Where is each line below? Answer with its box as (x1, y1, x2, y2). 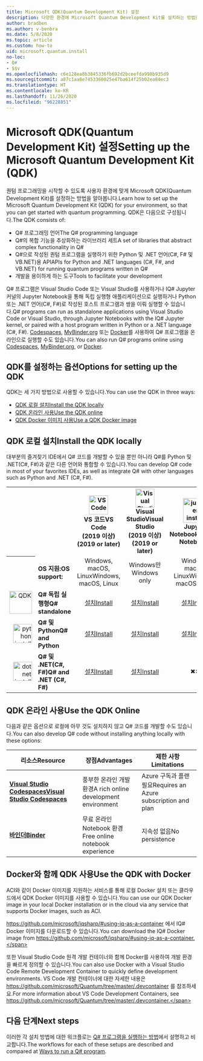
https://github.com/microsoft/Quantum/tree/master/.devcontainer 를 (6, 982, 176, 989)
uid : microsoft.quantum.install (6, 49, 88, 55)
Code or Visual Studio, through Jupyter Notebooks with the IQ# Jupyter (6, 315, 185, 322)
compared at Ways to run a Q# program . (6, 1047, 107, 1055)
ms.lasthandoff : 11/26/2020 (6, 93, 77, 99)
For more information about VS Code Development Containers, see (12, 989, 179, 997)
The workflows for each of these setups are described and (27, 1040, 174, 1048)
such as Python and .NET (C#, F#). (6, 474, 93, 481)
